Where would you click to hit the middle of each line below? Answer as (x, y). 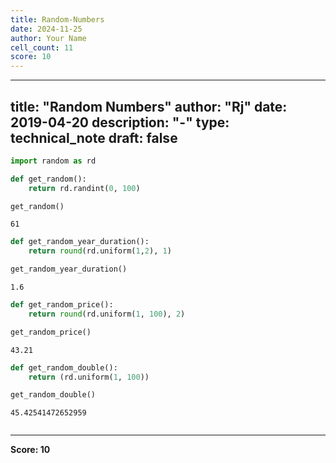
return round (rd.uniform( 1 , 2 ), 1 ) (100, 251)
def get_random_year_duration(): (80, 242)
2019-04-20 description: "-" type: (120, 122)
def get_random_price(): (62, 305)
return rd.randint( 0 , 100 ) (84, 188)
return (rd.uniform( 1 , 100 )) (89, 377)
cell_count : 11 (42, 47)
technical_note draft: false (94, 137)
